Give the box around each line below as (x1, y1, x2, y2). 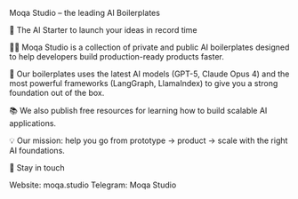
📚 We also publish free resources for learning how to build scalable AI (9, 106, 268, 115)
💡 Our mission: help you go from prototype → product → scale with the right (9, 135, 288, 146)
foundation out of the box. (9, 88, 105, 98)
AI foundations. (9, 146, 65, 155)
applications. (9, 118, 56, 128)
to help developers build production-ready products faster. (9, 52, 225, 61)
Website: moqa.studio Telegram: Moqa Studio (9, 179, 177, 190)
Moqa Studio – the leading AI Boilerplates (9, 8, 160, 18)
